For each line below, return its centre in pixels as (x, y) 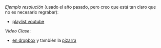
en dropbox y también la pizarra (44, 40)
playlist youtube (28, 22)
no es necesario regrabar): (32, 12)
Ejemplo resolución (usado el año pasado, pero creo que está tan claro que (80, 7)
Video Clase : (18, 31)
